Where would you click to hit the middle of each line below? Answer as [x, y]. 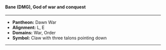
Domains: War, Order [34, 33]
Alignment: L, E [28, 27]
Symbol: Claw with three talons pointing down [60, 38]
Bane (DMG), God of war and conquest [45, 7]
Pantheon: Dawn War [34, 23]
